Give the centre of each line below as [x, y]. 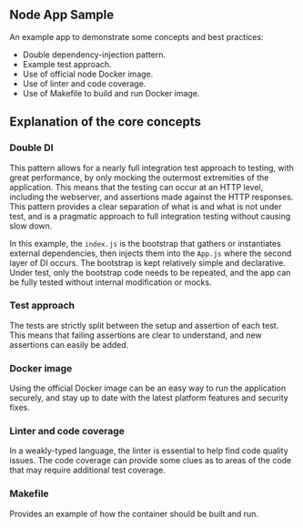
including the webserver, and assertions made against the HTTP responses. [151, 197]
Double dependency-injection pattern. [94, 55]
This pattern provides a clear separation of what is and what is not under [146, 206]
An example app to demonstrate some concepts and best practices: [136, 36]
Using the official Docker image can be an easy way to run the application [148, 388]
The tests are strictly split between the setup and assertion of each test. [144, 325]
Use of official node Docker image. [88, 74]
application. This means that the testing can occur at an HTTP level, [136, 187]
